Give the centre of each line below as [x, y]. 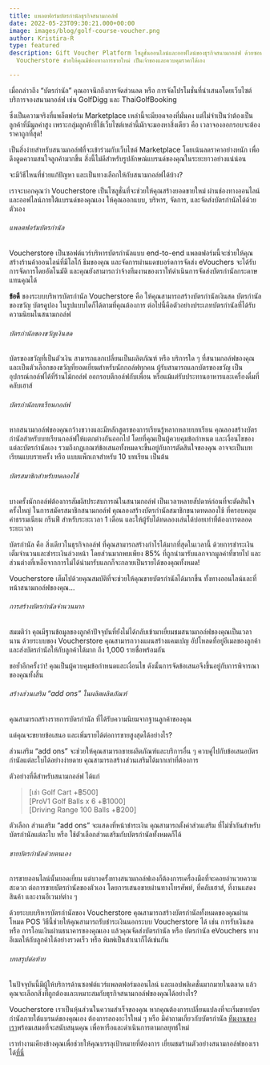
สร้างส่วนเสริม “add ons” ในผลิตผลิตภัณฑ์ [68, 693]
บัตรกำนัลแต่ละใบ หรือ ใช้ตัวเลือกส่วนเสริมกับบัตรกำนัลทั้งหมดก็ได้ [95, 835]
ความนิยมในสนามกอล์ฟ [40, 315]
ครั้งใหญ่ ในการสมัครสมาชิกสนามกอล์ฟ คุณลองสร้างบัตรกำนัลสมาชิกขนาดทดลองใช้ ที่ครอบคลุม [133, 510]
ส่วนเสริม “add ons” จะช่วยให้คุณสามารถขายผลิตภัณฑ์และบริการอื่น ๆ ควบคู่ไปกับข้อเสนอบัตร [134, 751]
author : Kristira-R [42, 38]
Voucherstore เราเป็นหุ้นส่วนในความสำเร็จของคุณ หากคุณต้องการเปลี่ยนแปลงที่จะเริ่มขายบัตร [135, 1009]
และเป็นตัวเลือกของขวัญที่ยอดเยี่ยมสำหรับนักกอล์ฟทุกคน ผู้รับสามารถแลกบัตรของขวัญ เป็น [126, 368]
